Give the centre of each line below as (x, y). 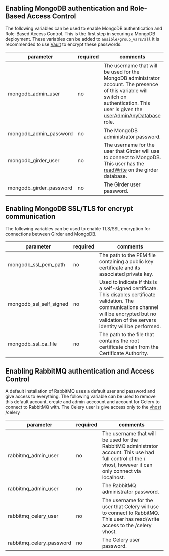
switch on (115, 97)
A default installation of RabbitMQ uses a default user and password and (80, 391)
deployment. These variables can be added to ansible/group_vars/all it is (82, 39)
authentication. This (127, 103)
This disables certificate (127, 294)
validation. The (116, 301)
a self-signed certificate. (129, 288)
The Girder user (122, 184)
